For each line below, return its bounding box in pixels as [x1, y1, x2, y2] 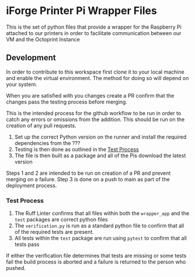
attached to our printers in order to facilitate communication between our [6, 29, 182, 36]
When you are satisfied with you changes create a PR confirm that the [6, 92, 175, 99]
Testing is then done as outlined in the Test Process [14, 146, 139, 153]
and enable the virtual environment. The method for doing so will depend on [6, 74, 189, 81]
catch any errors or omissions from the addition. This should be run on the [6, 116, 185, 123]
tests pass [14, 241, 40, 248]
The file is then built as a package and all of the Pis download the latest [14, 152, 186, 159]
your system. [6, 81, 38, 88]
